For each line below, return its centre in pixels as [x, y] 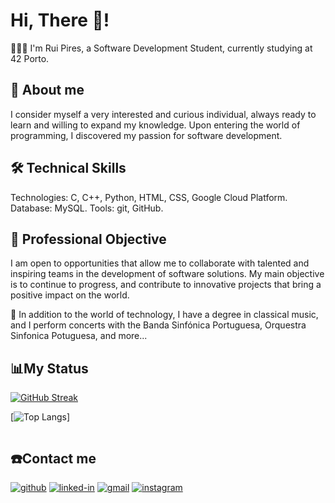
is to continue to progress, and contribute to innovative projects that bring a [166, 285]
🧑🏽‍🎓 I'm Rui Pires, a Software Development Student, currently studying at [161, 48]
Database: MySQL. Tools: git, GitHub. [87, 208]
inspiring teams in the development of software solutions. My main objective [167, 274]
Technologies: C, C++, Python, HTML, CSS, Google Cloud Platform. [149, 197]
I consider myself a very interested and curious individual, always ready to [163, 114]
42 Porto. [30, 58]
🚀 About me [47, 90]
